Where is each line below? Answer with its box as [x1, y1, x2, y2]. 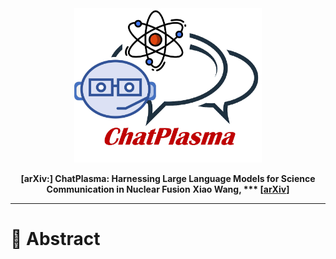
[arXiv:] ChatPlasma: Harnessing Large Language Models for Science [20, 172, 316, 184]
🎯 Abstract [10, 228, 101, 251]
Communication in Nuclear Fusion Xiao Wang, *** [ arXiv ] [46, 183, 290, 195]
